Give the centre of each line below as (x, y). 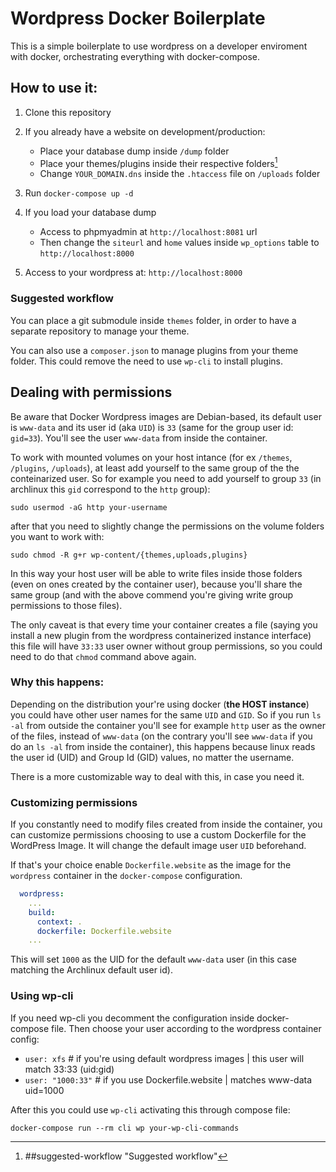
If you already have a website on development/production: (145, 131)
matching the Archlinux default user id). (91, 970)
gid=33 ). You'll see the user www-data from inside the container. (139, 438)
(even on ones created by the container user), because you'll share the (156, 584)
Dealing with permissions (91, 392)
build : (42, 912)
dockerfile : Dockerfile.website (104, 931)
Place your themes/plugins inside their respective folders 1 (158, 162)
